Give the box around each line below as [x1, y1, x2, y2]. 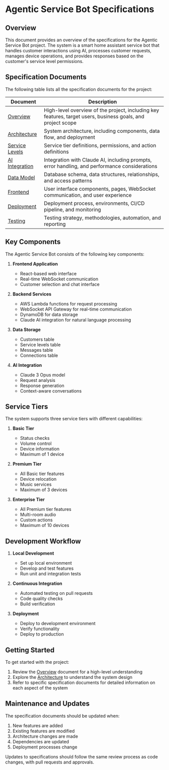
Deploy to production [20, 631, 64, 637]
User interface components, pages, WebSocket [44, 185, 156, 192]
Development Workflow [5, 537, 81, 546]
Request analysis [20, 377, 55, 383]
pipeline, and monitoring [44, 206, 102, 213]
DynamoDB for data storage [20, 311, 78, 318]
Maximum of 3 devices [20, 487, 68, 493]
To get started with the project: [5, 659, 69, 665]
